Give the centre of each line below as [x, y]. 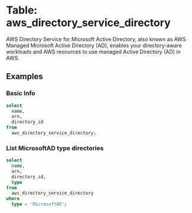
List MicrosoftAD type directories [55, 148]
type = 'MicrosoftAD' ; [39, 204]
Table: [22, 10]
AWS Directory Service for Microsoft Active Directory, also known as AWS [96, 39]
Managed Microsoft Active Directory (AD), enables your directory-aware [94, 45]
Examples [25, 76]
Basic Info [21, 93]
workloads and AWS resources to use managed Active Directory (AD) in [94, 51]
